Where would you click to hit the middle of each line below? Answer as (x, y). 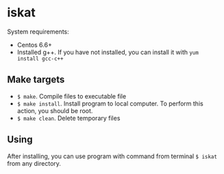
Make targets (36, 80)
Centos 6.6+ (35, 45)
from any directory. (34, 163)
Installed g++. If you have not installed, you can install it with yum (108, 52)
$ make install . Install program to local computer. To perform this (110, 103)
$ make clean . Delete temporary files (69, 118)
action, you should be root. (55, 110)
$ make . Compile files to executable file (72, 96)
